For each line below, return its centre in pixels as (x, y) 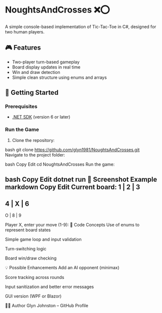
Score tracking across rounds (35, 277)
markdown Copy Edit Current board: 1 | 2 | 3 (72, 187)
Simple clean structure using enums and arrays (59, 77)
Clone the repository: (33, 140)
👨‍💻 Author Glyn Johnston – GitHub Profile (47, 305)
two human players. (25, 32)
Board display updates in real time (46, 67)
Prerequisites (21, 106)
